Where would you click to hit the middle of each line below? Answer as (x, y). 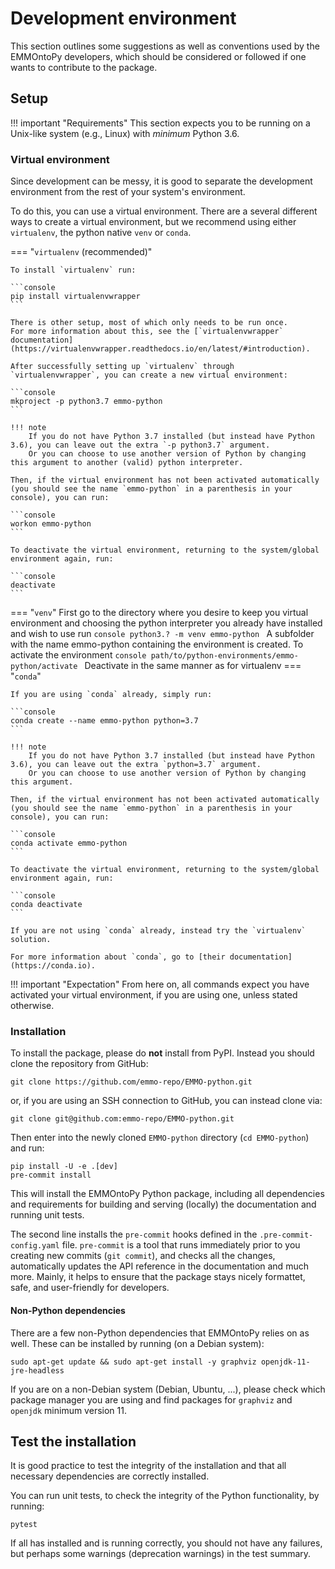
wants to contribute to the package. (84, 67)
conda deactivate (46, 905)
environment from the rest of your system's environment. (128, 192)
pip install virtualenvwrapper (75, 297)
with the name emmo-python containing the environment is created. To (157, 644)
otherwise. (32, 1006)
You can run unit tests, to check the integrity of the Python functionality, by (165, 1496)
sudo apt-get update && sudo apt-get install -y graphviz (133, 1362)
